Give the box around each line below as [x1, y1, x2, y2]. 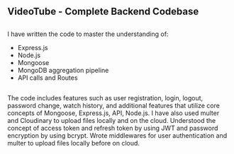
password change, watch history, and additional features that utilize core [7, 102, 220, 110]
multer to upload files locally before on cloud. [7, 139, 140, 148]
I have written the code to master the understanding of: [7, 30, 169, 38]
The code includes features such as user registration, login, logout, [7, 94, 204, 102]
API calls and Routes [17, 73, 78, 82]
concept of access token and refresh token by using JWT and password [7, 124, 218, 133]
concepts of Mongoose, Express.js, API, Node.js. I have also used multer [7, 109, 220, 117]
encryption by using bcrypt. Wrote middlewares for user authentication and [7, 131, 228, 140]
